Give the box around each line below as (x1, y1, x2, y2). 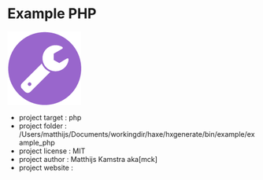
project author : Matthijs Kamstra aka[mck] (18, 154, 158, 163)
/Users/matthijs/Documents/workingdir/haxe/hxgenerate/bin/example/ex (18, 129, 255, 138)
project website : (18, 163, 74, 172)
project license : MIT (18, 146, 86, 156)
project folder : (18, 121, 68, 130)
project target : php (18, 112, 82, 122)
